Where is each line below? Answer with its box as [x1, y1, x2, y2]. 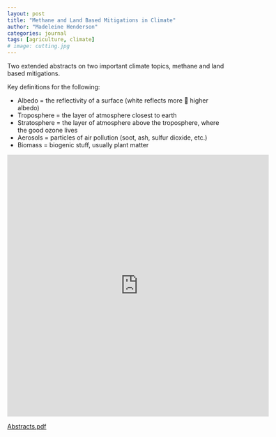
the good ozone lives [17, 126, 78, 134]
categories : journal [7, 29, 68, 37]
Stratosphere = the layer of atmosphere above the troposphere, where [17, 119, 220, 126]
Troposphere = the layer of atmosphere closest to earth [17, 111, 177, 119]
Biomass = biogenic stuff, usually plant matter [17, 141, 149, 149]
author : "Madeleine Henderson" [7, 23, 98, 30]
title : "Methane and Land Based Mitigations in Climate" [7, 17, 176, 24]
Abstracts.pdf [7, 422, 47, 430]
